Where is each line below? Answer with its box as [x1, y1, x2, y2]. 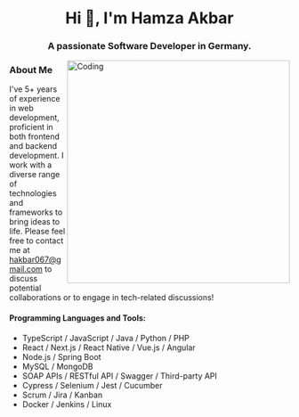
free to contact [9, 235, 64, 246]
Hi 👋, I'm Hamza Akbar [65, 8, 234, 29]
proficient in [9, 122, 53, 133]
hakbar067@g [9, 254, 62, 266]
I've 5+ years [9, 84, 58, 94]
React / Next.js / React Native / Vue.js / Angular [21, 342, 196, 353]
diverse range [9, 169, 61, 180]
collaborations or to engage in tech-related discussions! [9, 292, 214, 303]
